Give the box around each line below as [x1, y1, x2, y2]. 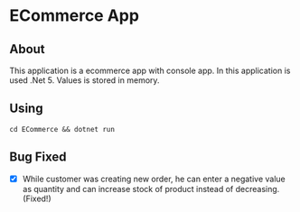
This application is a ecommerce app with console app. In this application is [9, 65, 291, 76]
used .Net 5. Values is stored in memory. [9, 75, 160, 86]
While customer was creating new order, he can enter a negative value [22, 173, 286, 184]
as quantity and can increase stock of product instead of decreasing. [22, 183, 280, 194]
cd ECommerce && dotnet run [9, 124, 116, 134]
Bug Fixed [9, 150, 67, 165]
